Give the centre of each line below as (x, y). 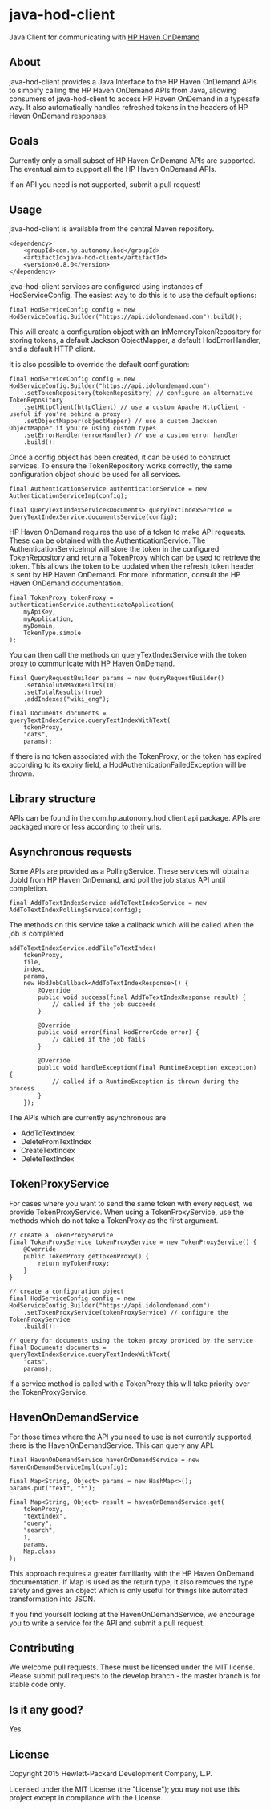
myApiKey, (40, 612)
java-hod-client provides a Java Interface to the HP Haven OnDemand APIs (133, 81)
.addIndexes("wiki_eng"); (67, 699)
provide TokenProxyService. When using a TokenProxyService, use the (127, 1212)
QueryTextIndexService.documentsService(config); (94, 517)
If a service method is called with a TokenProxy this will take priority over (130, 1384)
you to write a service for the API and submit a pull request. (107, 1623)
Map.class (40, 1551)
